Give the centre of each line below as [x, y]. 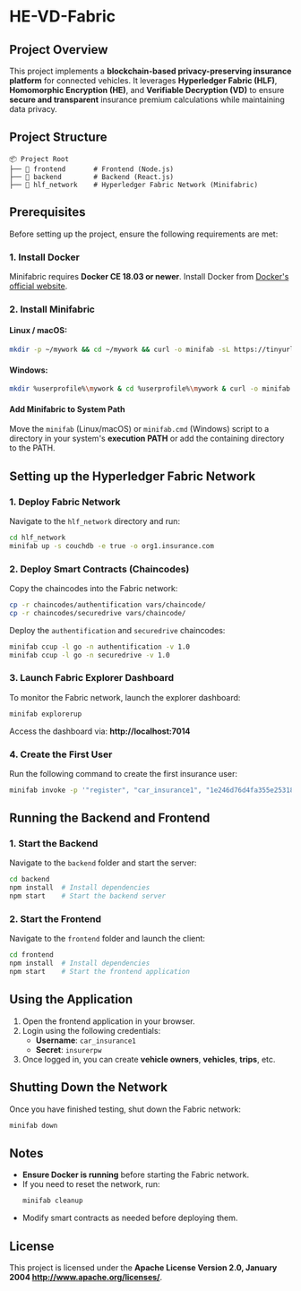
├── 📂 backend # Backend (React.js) [92, 176]
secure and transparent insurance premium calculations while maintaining [147, 99]
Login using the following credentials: [91, 1030]
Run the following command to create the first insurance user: [123, 773]
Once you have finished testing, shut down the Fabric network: [125, 1109]
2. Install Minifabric [52, 309]
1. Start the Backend [54, 844]
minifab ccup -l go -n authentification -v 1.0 [100, 647]
